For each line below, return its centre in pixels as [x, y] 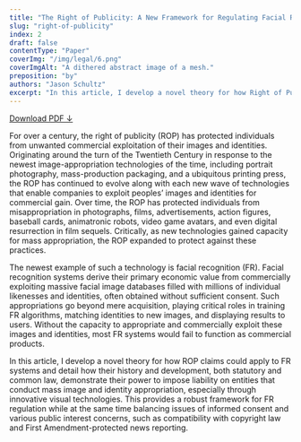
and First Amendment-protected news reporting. [99, 428]
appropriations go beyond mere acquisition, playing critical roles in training [147, 305]
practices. [28, 250]
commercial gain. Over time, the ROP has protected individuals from [134, 202]
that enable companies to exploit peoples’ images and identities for [133, 193]
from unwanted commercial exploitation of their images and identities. [138, 145]
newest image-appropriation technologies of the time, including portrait [141, 164]
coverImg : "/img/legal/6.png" [66, 59]
